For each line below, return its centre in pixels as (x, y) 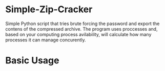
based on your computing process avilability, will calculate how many (78, 34)
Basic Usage (32, 61)
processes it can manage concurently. (46, 40)
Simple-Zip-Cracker (49, 9)
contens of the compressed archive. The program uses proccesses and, (81, 29)
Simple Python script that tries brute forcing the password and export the (82, 23)
